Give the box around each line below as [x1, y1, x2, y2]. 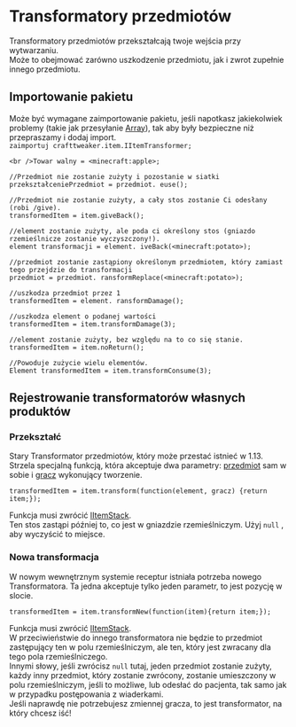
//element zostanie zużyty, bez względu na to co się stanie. [9, 335, 244, 344]
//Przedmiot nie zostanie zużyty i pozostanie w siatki [9, 172, 220, 181]
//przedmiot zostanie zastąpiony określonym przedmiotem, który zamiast [9, 257, 284, 267]
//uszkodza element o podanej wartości [9, 312, 157, 321]
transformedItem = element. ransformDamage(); [9, 296, 184, 305]
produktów [9, 404, 71, 419]
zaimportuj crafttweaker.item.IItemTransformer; [9, 141, 192, 150]
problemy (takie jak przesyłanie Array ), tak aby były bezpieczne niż [9, 122, 254, 133]
